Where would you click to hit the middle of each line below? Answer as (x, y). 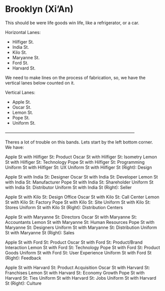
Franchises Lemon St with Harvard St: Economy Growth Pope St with (75, 273)
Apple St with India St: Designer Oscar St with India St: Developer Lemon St (82, 177)
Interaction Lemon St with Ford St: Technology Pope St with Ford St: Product (82, 247)
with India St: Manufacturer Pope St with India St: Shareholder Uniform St (79, 182)
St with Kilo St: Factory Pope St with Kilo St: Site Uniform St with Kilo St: (78, 202)
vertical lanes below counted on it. (40, 83)
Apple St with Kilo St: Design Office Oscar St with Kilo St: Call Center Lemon (82, 197)
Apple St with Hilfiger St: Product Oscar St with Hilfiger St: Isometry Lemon (81, 157)
